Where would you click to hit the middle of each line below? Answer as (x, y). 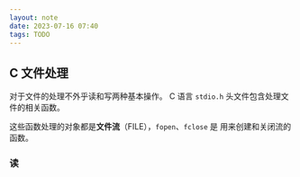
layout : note (34, 18)
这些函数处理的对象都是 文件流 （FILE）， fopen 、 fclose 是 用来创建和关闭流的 (150, 127)
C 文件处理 (39, 73)
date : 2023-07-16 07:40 (54, 26)
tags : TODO (30, 34)
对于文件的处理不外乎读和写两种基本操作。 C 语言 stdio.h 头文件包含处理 (145, 96)
